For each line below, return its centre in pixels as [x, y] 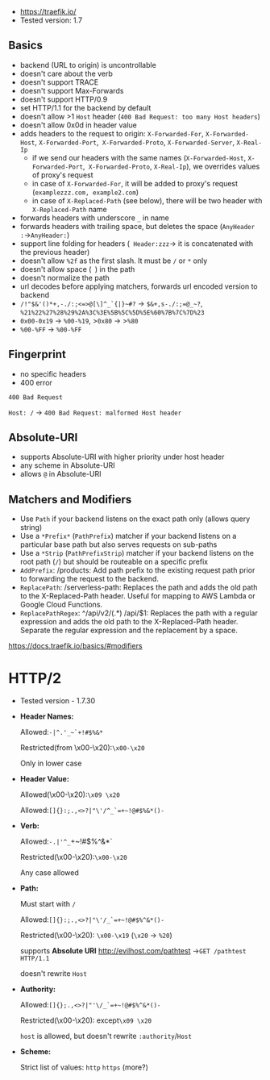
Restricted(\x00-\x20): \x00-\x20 [73, 857]
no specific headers [53, 373]
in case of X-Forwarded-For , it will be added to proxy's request [135, 183]
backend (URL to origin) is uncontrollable [88, 65]
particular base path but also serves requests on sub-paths [118, 544]
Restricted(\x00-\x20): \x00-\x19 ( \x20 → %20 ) [96, 936]
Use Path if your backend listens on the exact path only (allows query [135, 519]
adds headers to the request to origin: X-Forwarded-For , [112, 133]
